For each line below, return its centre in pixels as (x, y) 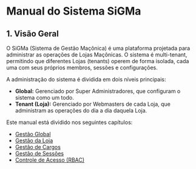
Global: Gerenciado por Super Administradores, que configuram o (98, 91)
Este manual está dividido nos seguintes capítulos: (69, 122)
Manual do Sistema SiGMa (74, 11)
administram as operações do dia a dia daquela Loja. (81, 110)
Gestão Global (33, 134)
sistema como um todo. (44, 98)
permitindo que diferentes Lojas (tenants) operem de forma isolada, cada (98, 61)
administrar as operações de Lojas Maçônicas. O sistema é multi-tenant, (97, 55)
